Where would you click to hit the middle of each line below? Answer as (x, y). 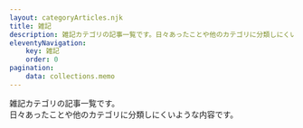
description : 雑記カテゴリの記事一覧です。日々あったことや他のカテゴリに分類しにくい (153, 34)
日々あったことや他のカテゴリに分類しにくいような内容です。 (124, 114)
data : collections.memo (71, 77)
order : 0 (42, 59)
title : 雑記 (30, 26)
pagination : (32, 69)
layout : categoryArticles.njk (66, 18)
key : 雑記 (43, 51)
